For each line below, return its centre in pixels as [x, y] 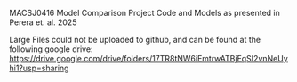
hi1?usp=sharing [39, 68]
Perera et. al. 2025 [43, 22]
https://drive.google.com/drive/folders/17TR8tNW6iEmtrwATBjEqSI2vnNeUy [149, 58]
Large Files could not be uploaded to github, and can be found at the [135, 40]
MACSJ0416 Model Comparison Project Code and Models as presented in [144, 13]
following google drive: [51, 49]
